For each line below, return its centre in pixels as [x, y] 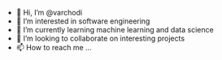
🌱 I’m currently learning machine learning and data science [115, 30]
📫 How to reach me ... [54, 47]
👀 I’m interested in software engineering [83, 21]
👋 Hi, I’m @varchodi [49, 13]
